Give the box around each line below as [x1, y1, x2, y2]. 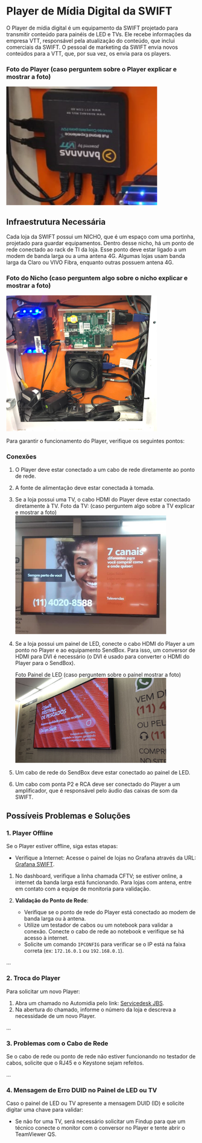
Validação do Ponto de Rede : [14, 897, 89, 904]
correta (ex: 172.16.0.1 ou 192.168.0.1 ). [24, 947, 124, 955]
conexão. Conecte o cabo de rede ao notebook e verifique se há [24, 928, 185, 935]
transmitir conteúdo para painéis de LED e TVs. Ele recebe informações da [6, 30, 192, 37]
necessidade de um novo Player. [14, 1012, 96, 1019]
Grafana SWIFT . [14, 861, 55, 868]
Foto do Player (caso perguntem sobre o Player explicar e [6, 65, 177, 73]
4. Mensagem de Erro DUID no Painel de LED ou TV [6, 1086, 157, 1094]
